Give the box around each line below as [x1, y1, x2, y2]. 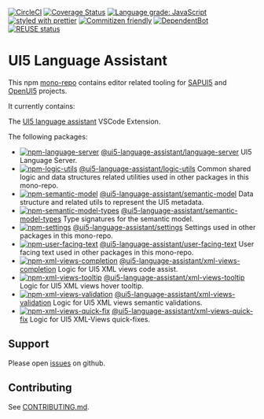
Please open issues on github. [8, 358, 106, 368]
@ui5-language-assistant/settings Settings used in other [72, 222, 256, 232]
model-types [19, 213, 61, 224]
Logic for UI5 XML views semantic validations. [53, 298, 203, 307]
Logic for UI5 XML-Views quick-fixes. [29, 314, 151, 324]
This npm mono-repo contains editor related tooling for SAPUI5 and [8, 77, 227, 87]
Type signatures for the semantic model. [62, 213, 194, 224]
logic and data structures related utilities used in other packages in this [19, 172, 249, 181]
